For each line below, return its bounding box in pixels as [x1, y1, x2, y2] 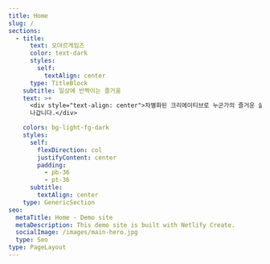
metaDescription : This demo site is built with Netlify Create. [15, 221, 235, 229]
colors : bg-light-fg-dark [22, 124, 110, 132]
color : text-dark [29, 49, 88, 57]
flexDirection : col [37, 146, 103, 154]
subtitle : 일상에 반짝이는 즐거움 [22, 86, 121, 95]
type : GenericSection [22, 198, 95, 206]
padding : [37, 161, 67, 169]
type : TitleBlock [29, 79, 88, 87]
